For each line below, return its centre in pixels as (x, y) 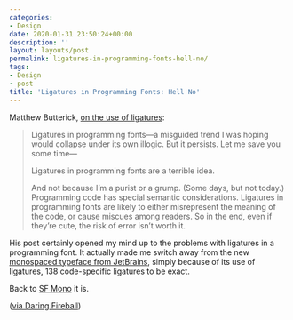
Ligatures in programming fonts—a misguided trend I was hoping (150, 134)
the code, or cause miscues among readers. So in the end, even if (151, 216)
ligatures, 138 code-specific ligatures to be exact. (100, 271)
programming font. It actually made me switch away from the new (130, 252)
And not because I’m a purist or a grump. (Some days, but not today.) (158, 188)
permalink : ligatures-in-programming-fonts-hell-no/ (109, 59)
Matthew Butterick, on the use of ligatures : (87, 117)
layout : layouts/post (49, 51)
